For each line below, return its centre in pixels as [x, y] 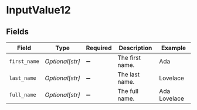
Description [135, 48]
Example [174, 48]
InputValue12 [39, 10]
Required [99, 48]
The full [128, 91]
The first [129, 58]
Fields [18, 32]
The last [128, 74]
